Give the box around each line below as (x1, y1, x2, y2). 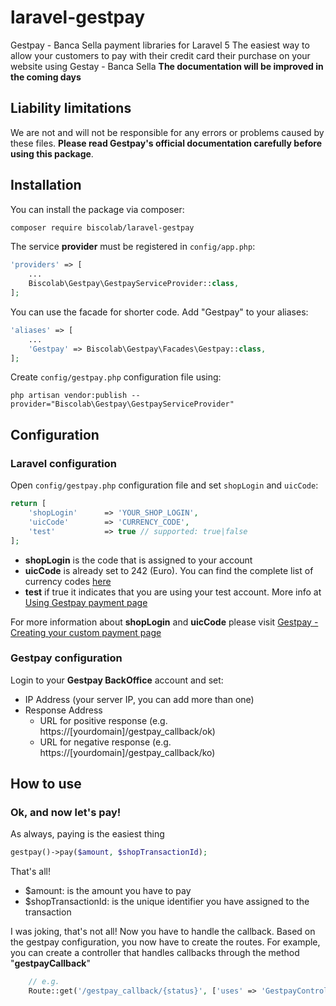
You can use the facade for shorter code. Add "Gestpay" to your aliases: (10, 306, 309, 318)
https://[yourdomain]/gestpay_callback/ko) (39, 746, 216, 758)
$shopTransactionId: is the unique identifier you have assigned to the (24, 896, 310, 908)
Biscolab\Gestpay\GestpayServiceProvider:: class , (28, 279, 240, 289)
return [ (10, 499, 47, 509)
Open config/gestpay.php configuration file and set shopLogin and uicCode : (10, 479, 319, 491)
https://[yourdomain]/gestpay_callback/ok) (39, 725, 216, 737)
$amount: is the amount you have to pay (24, 885, 192, 897)
